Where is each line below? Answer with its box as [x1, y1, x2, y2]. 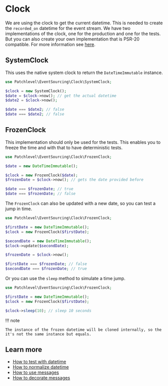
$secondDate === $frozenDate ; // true [5, 266, 87, 272]
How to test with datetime [12, 359, 67, 365]
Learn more [5, 345, 43, 354]
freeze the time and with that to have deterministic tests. [5, 144, 123, 150]
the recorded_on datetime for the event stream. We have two [5, 25, 131, 31]
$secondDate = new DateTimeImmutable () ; [5, 239, 92, 244]
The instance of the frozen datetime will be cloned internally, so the [5, 327, 162, 332]
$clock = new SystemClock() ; [5, 88, 67, 94]
